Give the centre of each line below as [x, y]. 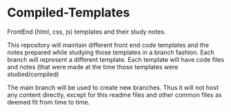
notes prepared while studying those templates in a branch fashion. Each [111, 52]
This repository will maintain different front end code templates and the [108, 45]
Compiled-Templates [69, 13]
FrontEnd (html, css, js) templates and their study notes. [87, 32]
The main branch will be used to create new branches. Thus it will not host [113, 87]
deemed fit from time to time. [49, 102]
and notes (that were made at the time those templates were [93, 67]
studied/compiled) [33, 74]
